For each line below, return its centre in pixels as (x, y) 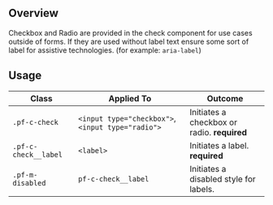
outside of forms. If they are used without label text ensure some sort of (129, 41)
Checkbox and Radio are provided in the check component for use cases (131, 32)
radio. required (219, 132)
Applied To (130, 98)
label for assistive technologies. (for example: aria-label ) (105, 50)
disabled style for (223, 179)
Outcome (225, 98)
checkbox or (214, 122)
